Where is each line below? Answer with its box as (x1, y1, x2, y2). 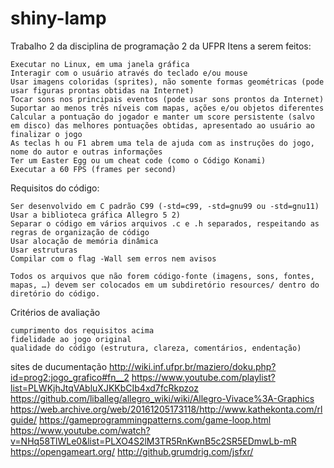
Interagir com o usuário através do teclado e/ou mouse (10, 68, 248, 78)
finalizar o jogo (10, 129, 83, 139)
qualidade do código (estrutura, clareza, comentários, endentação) (10, 343, 302, 353)
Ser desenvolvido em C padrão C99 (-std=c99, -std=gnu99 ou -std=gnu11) (10, 201, 320, 211)
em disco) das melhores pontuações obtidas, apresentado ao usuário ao (10, 120, 315, 131)
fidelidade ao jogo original (10, 334, 132, 344)
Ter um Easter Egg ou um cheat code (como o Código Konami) (10, 155, 267, 166)
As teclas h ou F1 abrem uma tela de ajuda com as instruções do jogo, (10, 138, 315, 148)
